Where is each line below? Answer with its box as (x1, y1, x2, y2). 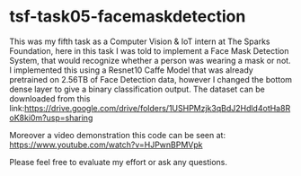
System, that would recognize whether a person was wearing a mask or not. (9, 55, 291, 66)
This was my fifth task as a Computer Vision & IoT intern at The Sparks (9, 36, 270, 47)
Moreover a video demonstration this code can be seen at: (9, 129, 226, 140)
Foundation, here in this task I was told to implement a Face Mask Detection (9, 45, 289, 56)
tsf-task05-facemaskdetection (9, 6, 246, 27)
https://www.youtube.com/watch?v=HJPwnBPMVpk (9, 139, 203, 150)
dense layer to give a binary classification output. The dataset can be (9, 84, 265, 94)
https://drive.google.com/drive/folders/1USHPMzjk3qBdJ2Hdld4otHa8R (23, 102, 291, 113)
